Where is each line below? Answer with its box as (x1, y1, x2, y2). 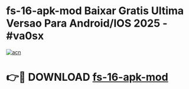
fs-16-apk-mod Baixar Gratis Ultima (6, 4, 184, 18)
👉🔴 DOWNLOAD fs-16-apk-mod (6, 71, 168, 84)
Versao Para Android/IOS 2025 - (6, 17, 168, 30)
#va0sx (6, 29, 44, 42)
